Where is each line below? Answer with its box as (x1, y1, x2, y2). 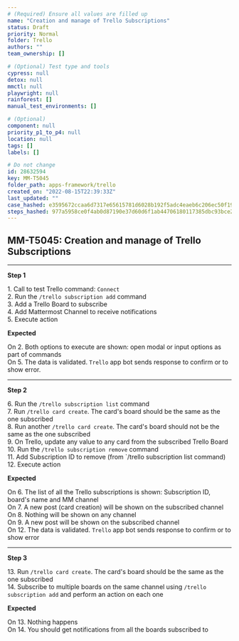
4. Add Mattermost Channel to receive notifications (7, 308, 157, 316)
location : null (7, 135, 53, 142)
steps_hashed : (7, 208, 50, 215)
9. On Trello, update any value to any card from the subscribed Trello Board (7, 437, 229, 446)
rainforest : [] (7, 96, 53, 103)
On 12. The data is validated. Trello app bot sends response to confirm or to (7, 526, 231, 534)
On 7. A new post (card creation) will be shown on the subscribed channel (7, 503, 224, 511)
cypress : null (7, 69, 50, 77)
